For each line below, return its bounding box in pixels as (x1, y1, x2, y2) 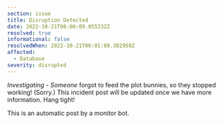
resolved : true (7, 29, 51, 37)
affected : (7, 49, 36, 56)
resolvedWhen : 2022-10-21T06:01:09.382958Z (7, 42, 135, 49)
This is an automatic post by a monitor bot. (7, 109, 130, 117)
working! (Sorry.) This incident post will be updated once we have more (7, 88, 212, 96)
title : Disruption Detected (7, 17, 89, 24)
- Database (13, 55, 45, 62)
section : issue (7, 10, 51, 17)
